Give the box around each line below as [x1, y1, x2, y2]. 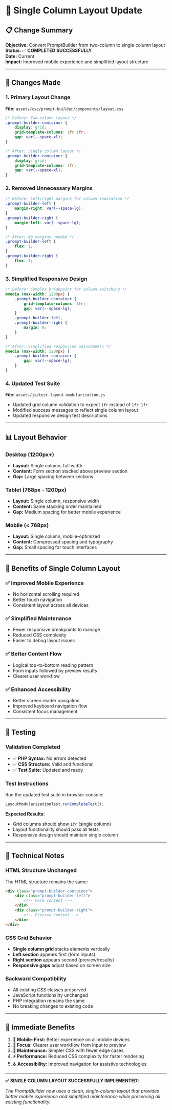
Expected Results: [5, 811, 45, 817]
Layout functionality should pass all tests [12, 826, 99, 832]
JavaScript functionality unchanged [12, 992, 88, 998]
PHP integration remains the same [12, 997, 85, 1004]
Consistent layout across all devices [12, 602, 89, 608]
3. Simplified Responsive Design [5, 275, 88, 282]
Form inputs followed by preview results [12, 667, 97, 674]
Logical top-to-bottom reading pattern [12, 662, 94, 668]
